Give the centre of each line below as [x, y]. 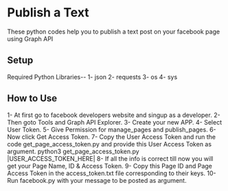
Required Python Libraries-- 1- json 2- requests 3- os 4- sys [92, 77]
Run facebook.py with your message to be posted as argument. [97, 180]
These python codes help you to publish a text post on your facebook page [114, 31]
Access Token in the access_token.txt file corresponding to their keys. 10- [112, 173]
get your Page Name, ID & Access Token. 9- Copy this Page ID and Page [110, 166]
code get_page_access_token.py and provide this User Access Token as [109, 144]
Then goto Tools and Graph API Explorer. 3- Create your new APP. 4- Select [114, 122]
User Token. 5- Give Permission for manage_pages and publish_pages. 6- [112, 129]
